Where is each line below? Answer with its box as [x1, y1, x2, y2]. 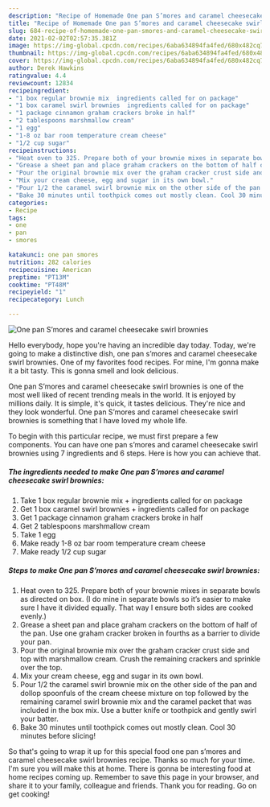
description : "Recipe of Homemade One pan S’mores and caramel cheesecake [8, 11, 264, 20]
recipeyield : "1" [8, 288, 67, 296]
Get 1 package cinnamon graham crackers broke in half [19, 513, 203, 522]
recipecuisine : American [8, 266, 92, 274]
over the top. [19, 662, 63, 672]
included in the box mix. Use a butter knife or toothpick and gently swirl [19, 705, 257, 714]
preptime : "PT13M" [8, 273, 70, 282]
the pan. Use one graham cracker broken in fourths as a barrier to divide [19, 628, 260, 638]
